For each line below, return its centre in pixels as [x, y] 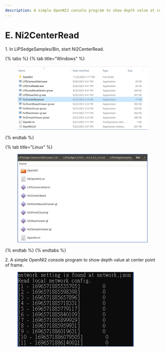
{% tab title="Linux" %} [29, 147]
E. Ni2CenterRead [42, 35]
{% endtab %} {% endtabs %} [36, 250]
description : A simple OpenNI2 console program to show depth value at [80, 10]
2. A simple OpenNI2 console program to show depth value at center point [80, 260]
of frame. [14, 265]
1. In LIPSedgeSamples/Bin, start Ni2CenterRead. [55, 49]
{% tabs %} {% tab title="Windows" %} [45, 59]
